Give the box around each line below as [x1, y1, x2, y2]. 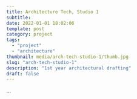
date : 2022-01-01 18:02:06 [6, 20, 75, 26]
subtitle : [6, 14, 32, 21]
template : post [6, 25, 45, 32]
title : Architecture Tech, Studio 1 [6, 8, 99, 15]
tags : [6, 37, 20, 43]
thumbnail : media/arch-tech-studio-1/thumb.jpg [6, 54, 129, 60]
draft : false [6, 71, 39, 77]
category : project [6, 31, 53, 37]
